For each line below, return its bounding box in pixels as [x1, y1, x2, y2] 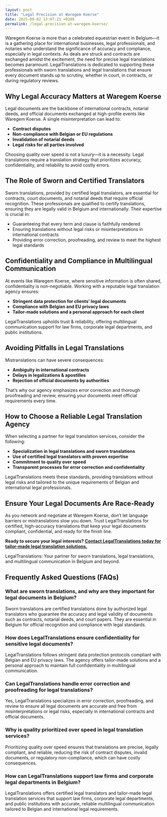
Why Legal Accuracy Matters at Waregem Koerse [5, 92, 162, 101]
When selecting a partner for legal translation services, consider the [5, 433, 145, 439]
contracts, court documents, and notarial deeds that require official [5, 195, 143, 201]
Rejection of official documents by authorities [12, 377, 110, 383]
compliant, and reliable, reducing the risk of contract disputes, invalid [5, 749, 148, 755]
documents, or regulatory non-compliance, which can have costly [5, 754, 141, 760]
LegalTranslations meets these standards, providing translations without [5, 474, 153, 480]
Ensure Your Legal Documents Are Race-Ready [5, 499, 155, 507]
